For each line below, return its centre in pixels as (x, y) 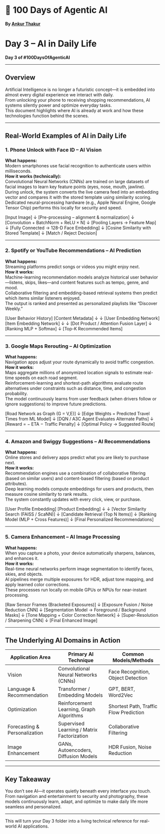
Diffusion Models (78, 756)
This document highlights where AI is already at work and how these (74, 110)
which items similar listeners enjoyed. (43, 298)
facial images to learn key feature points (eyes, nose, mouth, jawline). (75, 187)
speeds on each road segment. (46, 378)
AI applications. (33, 826)
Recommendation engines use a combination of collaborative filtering (75, 473)
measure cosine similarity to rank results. (47, 494)
